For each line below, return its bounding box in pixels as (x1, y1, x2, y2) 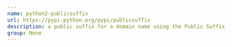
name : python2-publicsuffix (7, 10, 89, 17)
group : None (7, 29, 42, 37)
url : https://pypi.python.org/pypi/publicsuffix (7, 17, 151, 23)
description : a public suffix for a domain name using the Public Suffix (7, 23, 226, 30)
